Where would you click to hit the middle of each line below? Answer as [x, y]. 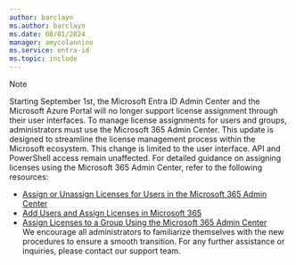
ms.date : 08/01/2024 [48, 34]
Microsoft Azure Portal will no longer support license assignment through [144, 111]
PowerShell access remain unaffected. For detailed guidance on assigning [145, 158]
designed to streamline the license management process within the [132, 139]
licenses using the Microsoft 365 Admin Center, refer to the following [136, 167]
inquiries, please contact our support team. [101, 251]
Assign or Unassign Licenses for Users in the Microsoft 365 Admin [144, 194]
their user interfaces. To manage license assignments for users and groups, [148, 120]
